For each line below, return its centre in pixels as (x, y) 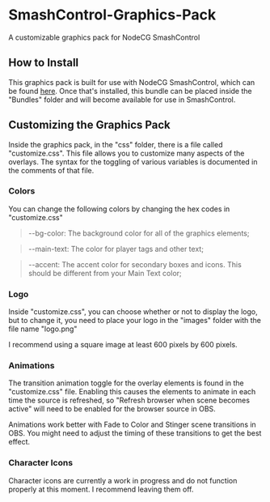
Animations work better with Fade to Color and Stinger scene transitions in (132, 425)
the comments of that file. (51, 170)
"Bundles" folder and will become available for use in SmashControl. (122, 100)
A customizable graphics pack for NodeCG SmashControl (104, 37)
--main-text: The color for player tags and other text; (116, 249)
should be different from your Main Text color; (105, 273)
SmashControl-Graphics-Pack (112, 15)
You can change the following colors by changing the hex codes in (119, 209)
